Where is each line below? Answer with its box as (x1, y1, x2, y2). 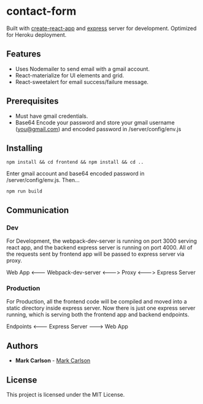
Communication (6, 205, 69, 215)
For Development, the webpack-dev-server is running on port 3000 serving (6, 237, 197, 245)
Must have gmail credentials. (15, 112, 88, 120)
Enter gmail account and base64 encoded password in (6, 170, 145, 177)
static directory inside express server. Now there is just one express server (6, 305, 196, 312)
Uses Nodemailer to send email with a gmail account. (15, 65, 150, 72)
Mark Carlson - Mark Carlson (15, 357, 91, 364)
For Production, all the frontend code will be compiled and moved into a (6, 298, 187, 305)
